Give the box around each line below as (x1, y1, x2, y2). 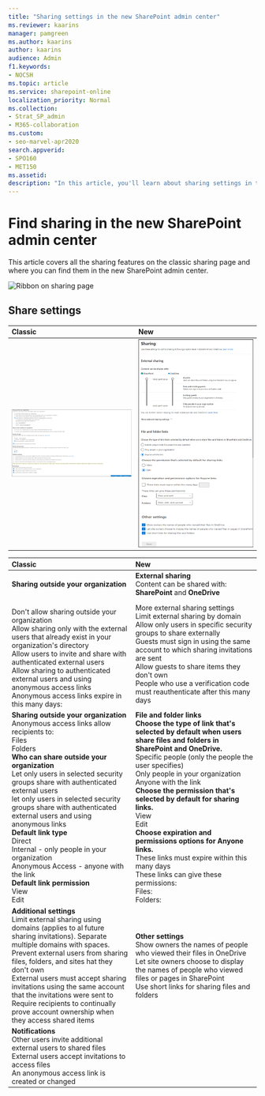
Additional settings (11, 906, 76, 916)
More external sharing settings (135, 603, 235, 612)
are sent (135, 653, 162, 663)
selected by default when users (135, 727, 242, 736)
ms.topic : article (8, 79, 69, 87)
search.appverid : (8, 146, 65, 154)
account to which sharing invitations (135, 645, 252, 654)
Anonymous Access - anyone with (11, 861, 125, 871)
